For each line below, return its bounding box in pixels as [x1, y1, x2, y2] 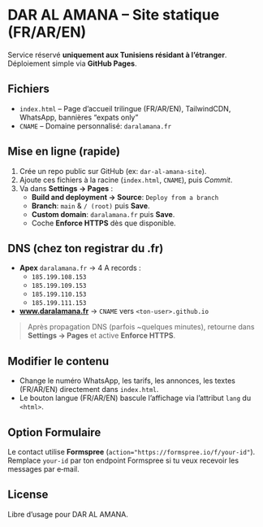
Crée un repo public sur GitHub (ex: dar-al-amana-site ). [19, 166, 207, 176]
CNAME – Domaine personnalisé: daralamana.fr [19, 120, 172, 131]
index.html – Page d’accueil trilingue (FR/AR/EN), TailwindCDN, [19, 103, 231, 113]
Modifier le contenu [7, 354, 110, 368]
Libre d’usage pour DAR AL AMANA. [7, 509, 129, 519]
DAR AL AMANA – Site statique [7, 6, 220, 24]
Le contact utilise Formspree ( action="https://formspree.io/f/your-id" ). [7, 447, 256, 456]
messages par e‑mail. [7, 464, 80, 473]
